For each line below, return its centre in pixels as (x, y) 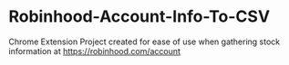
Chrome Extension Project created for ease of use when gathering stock (144, 42)
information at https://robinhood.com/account (95, 51)
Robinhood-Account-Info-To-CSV (139, 17)
